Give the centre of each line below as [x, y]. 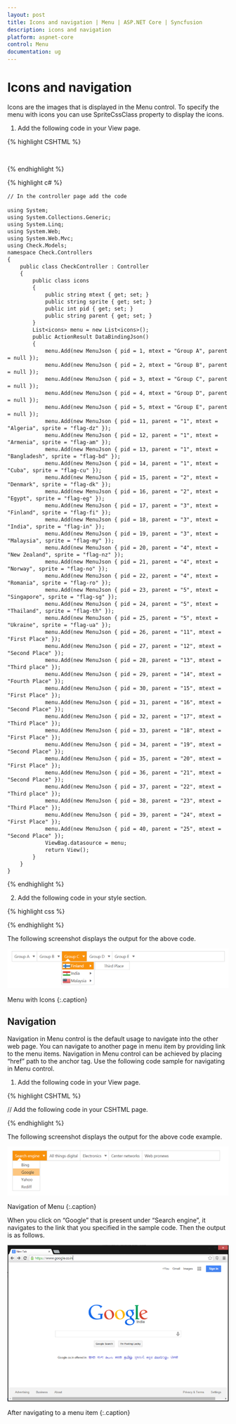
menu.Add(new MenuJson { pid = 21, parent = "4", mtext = [131, 562]
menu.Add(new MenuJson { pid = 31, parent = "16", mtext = [133, 702]
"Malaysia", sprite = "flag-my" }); [61, 541]
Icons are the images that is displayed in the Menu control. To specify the [113, 107]
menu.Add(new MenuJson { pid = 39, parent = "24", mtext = [133, 815]
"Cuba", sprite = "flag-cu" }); [54, 470]
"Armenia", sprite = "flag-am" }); [59, 442]
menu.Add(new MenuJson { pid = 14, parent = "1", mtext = [131, 463]
